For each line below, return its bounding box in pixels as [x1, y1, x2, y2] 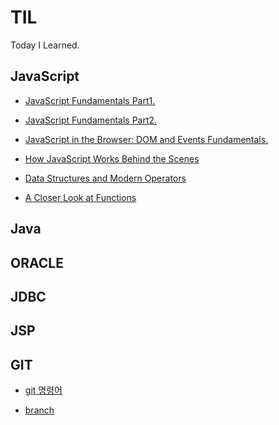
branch [24, 404, 55, 416]
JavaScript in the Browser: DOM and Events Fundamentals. [24, 133, 269, 145]
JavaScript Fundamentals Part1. [24, 94, 156, 106]
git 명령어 [24, 384, 63, 396]
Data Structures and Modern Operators [24, 172, 187, 184]
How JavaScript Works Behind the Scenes [24, 152, 200, 165]
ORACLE [10, 254, 64, 271]
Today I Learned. [10, 39, 80, 51]
